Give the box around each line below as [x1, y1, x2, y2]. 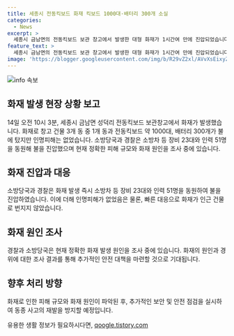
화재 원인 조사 [7, 226, 63, 238]
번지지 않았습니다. [14, 204, 63, 212]
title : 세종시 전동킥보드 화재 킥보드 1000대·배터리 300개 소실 [7, 10, 169, 17]
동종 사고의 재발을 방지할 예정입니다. [14, 306, 114, 314]
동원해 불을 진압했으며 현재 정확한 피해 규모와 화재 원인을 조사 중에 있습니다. [14, 144, 221, 152]
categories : [7, 17, 42, 24]
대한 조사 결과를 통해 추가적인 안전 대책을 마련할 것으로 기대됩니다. [19, 255, 201, 263]
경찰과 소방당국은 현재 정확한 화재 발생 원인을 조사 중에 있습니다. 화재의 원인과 [7, 246, 219, 255]
